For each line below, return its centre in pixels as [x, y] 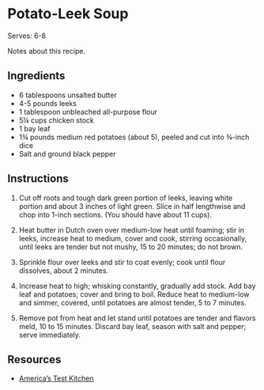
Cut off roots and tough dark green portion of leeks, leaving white [126, 198]
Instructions [38, 179]
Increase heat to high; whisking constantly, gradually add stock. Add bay [137, 286]
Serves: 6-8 [27, 36]
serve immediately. [49, 335]
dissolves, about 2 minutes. [63, 271]
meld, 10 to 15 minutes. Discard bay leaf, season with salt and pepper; [132, 326]
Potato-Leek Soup [68, 14]
